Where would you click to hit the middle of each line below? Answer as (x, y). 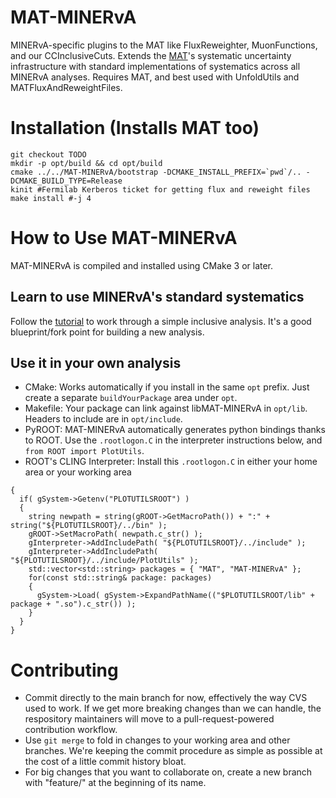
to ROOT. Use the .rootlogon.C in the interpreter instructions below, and (173, 440)
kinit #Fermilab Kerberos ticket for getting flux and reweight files (160, 189)
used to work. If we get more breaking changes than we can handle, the (173, 708)
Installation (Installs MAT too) (135, 128)
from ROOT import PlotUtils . (84, 451)
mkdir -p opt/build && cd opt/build (86, 163)
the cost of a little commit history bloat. (105, 762)
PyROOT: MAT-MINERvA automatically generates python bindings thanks (175, 430)
